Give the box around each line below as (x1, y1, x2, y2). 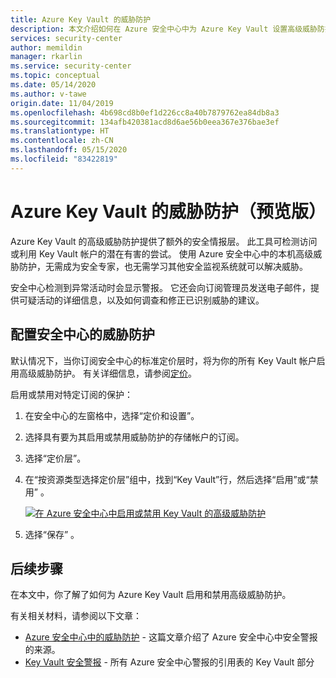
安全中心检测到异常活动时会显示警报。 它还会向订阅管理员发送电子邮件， (10, 281, 311, 293)
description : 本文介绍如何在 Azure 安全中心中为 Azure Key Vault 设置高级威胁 (10, 24, 318, 34)
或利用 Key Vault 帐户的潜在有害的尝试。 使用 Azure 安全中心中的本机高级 (10, 247, 314, 260)
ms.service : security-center (10, 61, 132, 71)
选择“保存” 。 (24, 528, 80, 540)
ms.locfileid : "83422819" (10, 154, 118, 164)
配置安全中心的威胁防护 (10, 326, 155, 343)
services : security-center (10, 33, 123, 43)
